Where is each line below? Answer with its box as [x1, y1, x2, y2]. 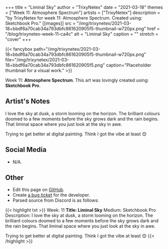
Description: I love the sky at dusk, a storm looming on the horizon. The [5, 212, 153, 218]
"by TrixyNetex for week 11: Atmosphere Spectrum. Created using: [5, 15, 142, 21]
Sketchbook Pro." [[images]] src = [5, 20, 76, 26]
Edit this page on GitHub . [12, 187, 64, 193]
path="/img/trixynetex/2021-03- [33, 46, 101, 52]
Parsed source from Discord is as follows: [12, 197, 99, 203]
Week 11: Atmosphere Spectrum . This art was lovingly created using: [5, 77, 149, 83]
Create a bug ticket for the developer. [12, 192, 91, 198]
